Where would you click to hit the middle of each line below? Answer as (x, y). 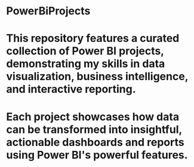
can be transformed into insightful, (94, 129)
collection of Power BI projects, (85, 51)
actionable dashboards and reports (95, 142)
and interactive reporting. (71, 89)
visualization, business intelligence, (97, 77)
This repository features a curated (93, 39)
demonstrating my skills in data (86, 64)
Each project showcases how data (93, 116)
